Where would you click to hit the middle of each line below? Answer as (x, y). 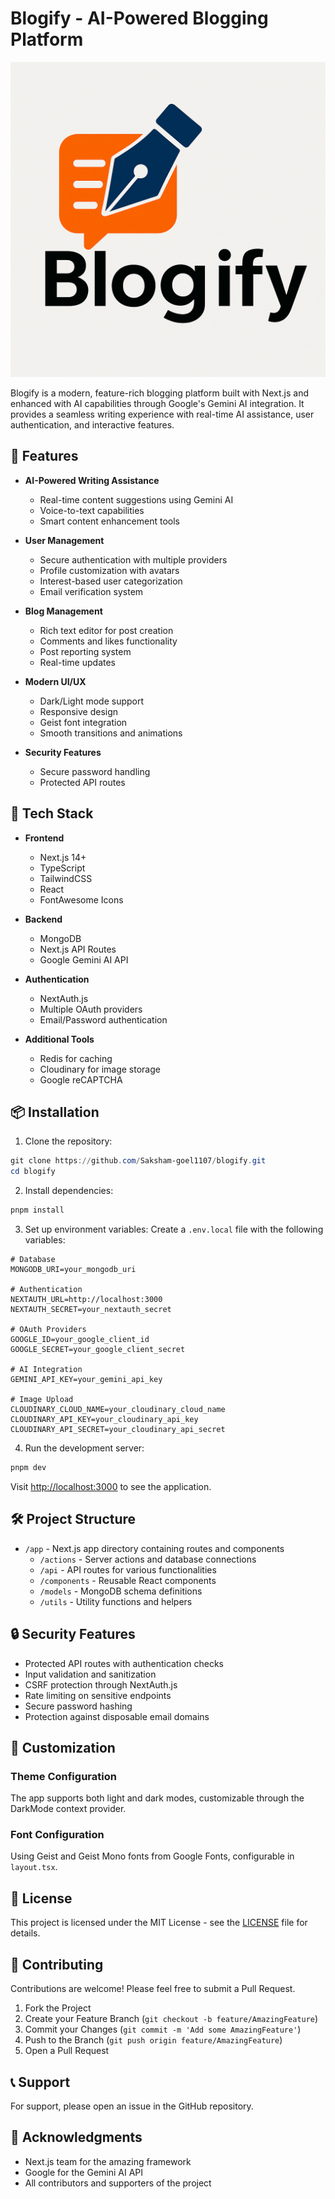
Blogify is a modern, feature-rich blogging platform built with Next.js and (159, 393)
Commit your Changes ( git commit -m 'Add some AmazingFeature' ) (163, 2029)
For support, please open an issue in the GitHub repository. (132, 2106)
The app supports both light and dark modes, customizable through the (157, 1798)
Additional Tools (59, 1039)
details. (25, 1933)
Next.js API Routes (78, 949)
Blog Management (63, 611)
